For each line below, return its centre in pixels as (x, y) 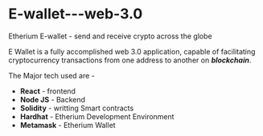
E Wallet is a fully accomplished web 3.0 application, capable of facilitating (132, 51)
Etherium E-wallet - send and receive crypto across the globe (110, 36)
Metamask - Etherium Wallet (68, 125)
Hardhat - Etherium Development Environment (97, 116)
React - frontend (48, 91)
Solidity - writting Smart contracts (77, 108)
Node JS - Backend (53, 99)
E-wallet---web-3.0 (76, 14)
